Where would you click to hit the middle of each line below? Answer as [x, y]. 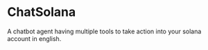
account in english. [34, 38]
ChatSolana [42, 12]
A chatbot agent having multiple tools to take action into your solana [104, 31]
